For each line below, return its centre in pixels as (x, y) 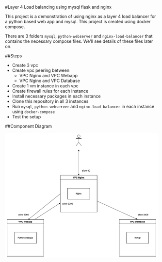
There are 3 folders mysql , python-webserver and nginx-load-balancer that (79, 36)
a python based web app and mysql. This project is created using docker (78, 22)
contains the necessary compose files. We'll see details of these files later (79, 41)
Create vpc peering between (40, 70)
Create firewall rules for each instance (50, 91)
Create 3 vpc (25, 65)
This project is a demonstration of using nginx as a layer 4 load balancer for (81, 16)
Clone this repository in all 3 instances (50, 101)
